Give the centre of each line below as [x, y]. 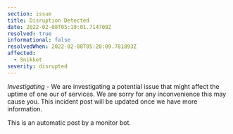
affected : [22, 54]
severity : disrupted [38, 66]
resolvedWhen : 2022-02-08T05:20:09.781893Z [72, 47]
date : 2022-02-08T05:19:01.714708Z [59, 27]
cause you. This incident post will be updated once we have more [102, 101]
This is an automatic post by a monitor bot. [69, 122]
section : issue [30, 14]
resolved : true [30, 33]
